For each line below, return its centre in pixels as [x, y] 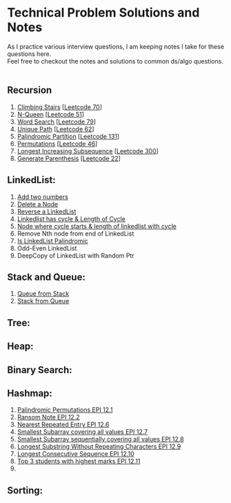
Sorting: [25, 490]
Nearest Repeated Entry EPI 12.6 [63, 425]
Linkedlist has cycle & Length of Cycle [71, 218]
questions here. [29, 54]
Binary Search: [40, 370]
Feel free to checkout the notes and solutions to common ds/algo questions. [115, 61]
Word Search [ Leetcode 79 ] [57, 122]
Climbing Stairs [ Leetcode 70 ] [59, 107]
